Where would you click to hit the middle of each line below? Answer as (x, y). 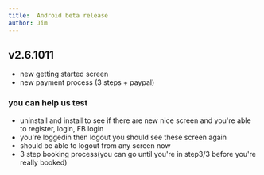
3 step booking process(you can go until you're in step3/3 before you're (138, 154)
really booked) (43, 162)
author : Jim (28, 23)
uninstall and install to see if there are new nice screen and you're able (136, 120)
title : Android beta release (58, 15)
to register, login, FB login (62, 128)
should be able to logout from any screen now (95, 145)
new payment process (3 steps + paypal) (87, 82)
